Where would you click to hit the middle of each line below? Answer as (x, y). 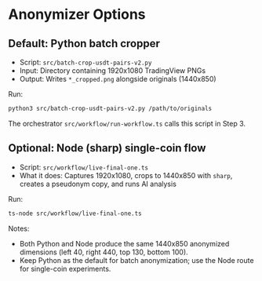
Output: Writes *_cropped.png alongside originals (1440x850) (118, 79)
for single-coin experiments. (65, 268)
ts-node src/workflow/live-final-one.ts (75, 213)
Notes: (19, 228)
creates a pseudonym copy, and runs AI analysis (98, 184)
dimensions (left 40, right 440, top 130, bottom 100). (104, 252)
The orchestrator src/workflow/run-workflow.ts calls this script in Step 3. (127, 123)
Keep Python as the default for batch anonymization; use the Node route (136, 260)
